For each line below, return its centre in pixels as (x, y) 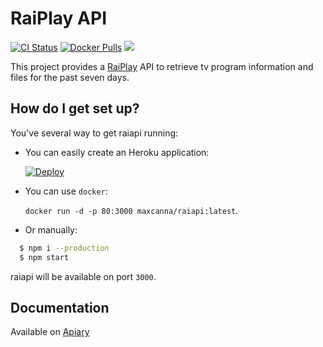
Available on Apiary (50, 332)
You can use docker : (66, 191)
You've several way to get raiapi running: (94, 133)
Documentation (60, 307)
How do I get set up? (75, 108)
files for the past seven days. (70, 77)
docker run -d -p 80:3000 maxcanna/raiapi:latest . (131, 210)
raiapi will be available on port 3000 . (83, 276)
